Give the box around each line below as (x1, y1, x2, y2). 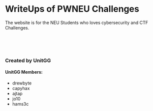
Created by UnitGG (5, 57, 51, 64)
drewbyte (12, 80, 32, 86)
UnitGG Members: (5, 69, 43, 75)
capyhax (12, 85, 30, 91)
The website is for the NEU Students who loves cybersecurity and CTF (5, 20, 149, 26)
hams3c (12, 101, 29, 107)
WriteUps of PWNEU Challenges (5, 3, 139, 15)
